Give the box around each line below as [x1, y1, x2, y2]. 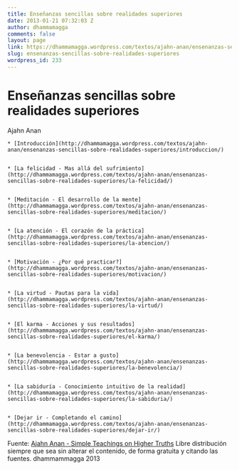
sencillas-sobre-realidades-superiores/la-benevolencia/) [7, 364, 183, 371]
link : [7, 43, 23, 51]
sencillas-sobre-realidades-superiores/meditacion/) [7, 208, 167, 216]
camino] [99, 414, 122, 421]
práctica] [115, 227, 144, 234]
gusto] [99, 352, 119, 359]
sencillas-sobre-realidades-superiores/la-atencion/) [7, 239, 171, 246]
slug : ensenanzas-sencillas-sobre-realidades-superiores [7, 51, 180, 58]
